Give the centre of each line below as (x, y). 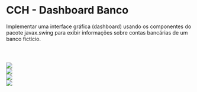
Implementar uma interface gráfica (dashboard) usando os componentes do (99, 26)
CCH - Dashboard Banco (67, 10)
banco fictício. (24, 39)
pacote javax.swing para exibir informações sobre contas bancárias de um (97, 32)
